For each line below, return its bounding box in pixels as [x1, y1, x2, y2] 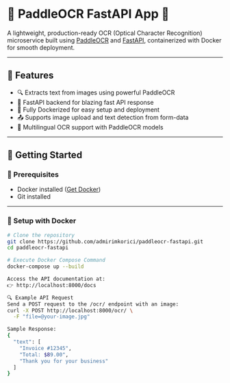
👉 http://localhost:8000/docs [7, 282, 97, 288]
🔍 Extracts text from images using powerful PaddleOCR [16, 88, 175, 97]
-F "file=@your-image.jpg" [13, 313, 90, 321]
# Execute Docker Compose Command [7, 257, 106, 264]
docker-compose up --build [7, 263, 84, 270]
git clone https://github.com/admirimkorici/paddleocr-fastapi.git [7, 238, 204, 245]
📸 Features [7, 70, 54, 82]
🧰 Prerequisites [7, 170, 60, 180]
